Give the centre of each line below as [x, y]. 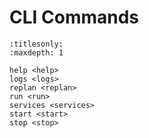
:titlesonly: [36, 44]
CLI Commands [74, 17]
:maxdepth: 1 [36, 52]
